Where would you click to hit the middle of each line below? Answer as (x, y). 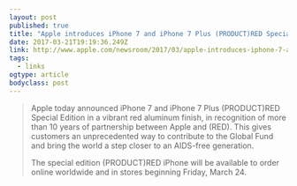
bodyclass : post (39, 83)
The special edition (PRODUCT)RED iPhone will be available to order (155, 162)
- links (31, 67)
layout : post (33, 17)
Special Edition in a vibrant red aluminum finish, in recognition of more (159, 117)
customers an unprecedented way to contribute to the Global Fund (152, 136)
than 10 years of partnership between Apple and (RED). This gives (151, 126)
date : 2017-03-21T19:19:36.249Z (69, 42)
